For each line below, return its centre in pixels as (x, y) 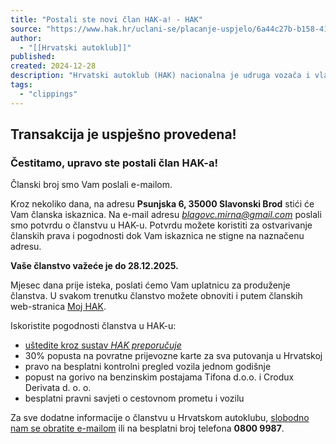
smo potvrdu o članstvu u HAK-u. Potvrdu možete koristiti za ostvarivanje (161, 225)
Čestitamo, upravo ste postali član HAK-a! (114, 163)
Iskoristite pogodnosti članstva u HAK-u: (93, 326)
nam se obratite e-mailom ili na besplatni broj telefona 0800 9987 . (147, 428)
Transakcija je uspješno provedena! (123, 134)
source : (26, 29)
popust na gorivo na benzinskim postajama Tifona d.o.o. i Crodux (159, 377)
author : (26, 38)
